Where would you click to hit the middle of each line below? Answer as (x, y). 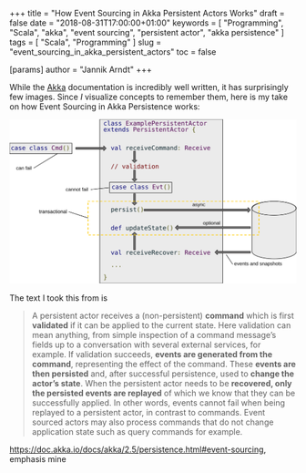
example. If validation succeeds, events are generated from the (152, 354)
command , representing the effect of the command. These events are (163, 364)
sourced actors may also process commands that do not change (153, 422)
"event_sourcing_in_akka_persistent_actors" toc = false (113, 52)
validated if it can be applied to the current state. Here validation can (161, 325)
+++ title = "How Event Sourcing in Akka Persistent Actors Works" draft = (147, 13)
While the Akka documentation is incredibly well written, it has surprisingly (149, 87)
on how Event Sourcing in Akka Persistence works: (105, 107)
